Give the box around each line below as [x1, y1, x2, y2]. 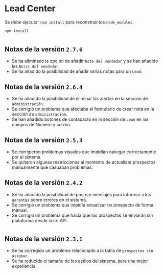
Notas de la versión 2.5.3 [4, 136, 83, 144]
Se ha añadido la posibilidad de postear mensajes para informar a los [11, 191, 151, 197]
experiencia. [11, 263, 37, 269]
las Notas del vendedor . [11, 63, 60, 69]
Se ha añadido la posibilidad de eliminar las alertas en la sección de [11, 96, 148, 102]
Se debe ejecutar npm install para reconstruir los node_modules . [4, 19, 134, 25]
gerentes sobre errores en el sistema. [11, 197, 87, 203]
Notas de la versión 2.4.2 [4, 179, 83, 187]
